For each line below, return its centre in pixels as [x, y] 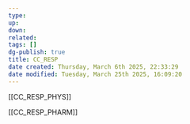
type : [17, 15]
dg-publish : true [37, 52]
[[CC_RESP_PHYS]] [40, 96]
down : [17, 30]
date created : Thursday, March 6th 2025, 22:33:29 [93, 67]
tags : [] [23, 45]
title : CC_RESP [33, 60]
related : [23, 38]
